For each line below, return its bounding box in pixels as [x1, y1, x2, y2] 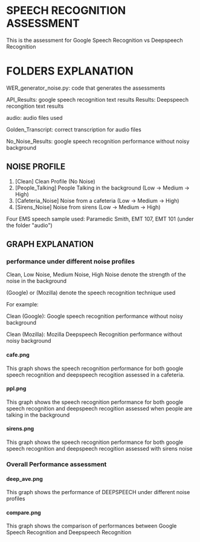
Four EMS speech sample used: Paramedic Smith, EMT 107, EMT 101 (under [6, 215, 195, 222]
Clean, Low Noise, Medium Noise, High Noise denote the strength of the [6, 271, 186, 279]
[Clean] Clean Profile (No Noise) [15, 177, 95, 185]
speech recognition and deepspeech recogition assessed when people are [6, 405, 193, 412]
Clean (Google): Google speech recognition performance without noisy [6, 312, 183, 320]
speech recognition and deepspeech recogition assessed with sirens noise [6, 445, 193, 452]
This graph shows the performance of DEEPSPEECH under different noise [6, 489, 190, 496]
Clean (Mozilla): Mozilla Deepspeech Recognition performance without [6, 331, 182, 338]
